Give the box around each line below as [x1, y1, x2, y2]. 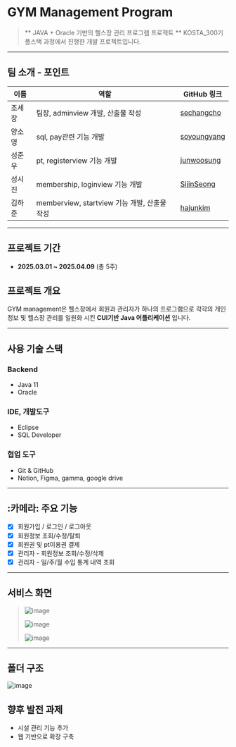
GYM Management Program [7, 4, 173, 20]
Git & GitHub [17, 466, 54, 474]
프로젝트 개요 [7, 285, 61, 297]
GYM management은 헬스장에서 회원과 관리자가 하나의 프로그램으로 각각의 [7, 304, 214, 314]
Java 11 [17, 381, 39, 389]
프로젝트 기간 [7, 242, 61, 254]
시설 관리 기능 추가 [17, 724, 69, 732]
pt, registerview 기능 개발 [36, 156, 117, 166]
